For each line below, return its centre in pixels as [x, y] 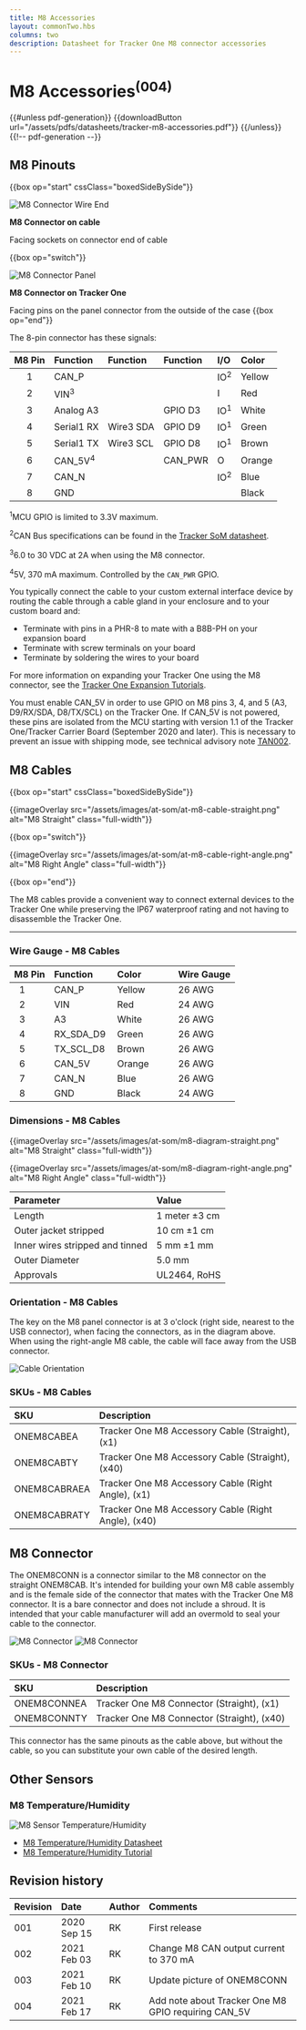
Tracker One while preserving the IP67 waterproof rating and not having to [149, 909]
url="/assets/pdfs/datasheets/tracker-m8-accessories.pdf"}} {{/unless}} [146, 127]
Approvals [36, 1274]
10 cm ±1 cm [185, 1230]
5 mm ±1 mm [185, 1245]
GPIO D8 [182, 444]
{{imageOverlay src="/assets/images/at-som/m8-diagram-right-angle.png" [151, 1168]
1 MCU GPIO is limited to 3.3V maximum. [84, 515]
